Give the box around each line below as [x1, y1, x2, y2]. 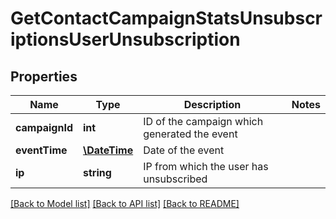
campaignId [15, 121, 73, 134]
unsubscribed [143, 172, 208, 186]
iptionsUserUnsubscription [10, 28, 241, 51]
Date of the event [143, 143, 225, 157]
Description [183, 98, 242, 111]
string [82, 166, 112, 179]
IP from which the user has [143, 160, 269, 173]
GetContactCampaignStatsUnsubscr [10, 7, 323, 30]
